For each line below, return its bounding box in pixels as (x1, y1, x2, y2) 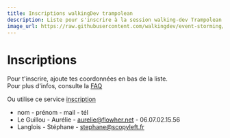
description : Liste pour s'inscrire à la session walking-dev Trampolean (7, 16, 222, 23)
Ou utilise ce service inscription (7, 95, 96, 103)
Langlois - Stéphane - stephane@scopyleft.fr (16, 123, 145, 131)
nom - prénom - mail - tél (16, 109, 89, 117)
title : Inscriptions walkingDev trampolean (7, 10, 133, 17)
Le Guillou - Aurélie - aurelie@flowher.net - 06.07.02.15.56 (16, 115, 181, 124)
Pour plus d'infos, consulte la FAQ (7, 82, 103, 90)
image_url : (7, 23, 38, 29)
